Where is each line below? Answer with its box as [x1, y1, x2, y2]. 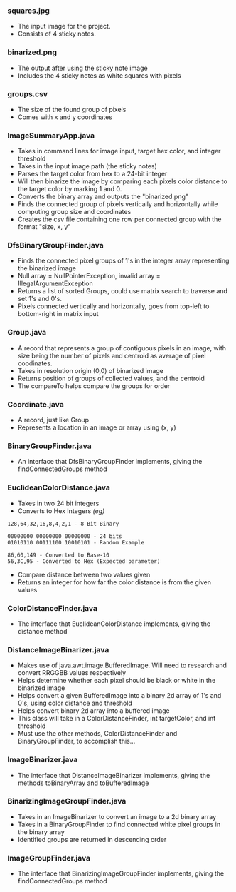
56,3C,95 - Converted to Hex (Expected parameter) [7, 557, 161, 565]
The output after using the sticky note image [17, 64, 148, 72]
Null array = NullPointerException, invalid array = [17, 272, 161, 280]
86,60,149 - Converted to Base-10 [7, 552, 110, 559]
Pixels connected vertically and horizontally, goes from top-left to [17, 302, 210, 310]
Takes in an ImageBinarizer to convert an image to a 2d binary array [17, 812, 217, 821]
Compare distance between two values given [17, 570, 151, 579]
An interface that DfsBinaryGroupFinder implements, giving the [17, 457, 203, 466]
